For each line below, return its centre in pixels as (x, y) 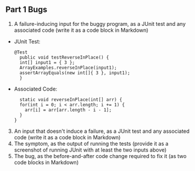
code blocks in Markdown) (46, 162)
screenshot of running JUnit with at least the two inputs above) (90, 150)
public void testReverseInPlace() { (64, 57)
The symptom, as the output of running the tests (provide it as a (91, 143)
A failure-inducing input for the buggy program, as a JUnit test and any (100, 24)
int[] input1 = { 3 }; (47, 62)
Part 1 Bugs (26, 10)
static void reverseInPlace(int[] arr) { (71, 99)
